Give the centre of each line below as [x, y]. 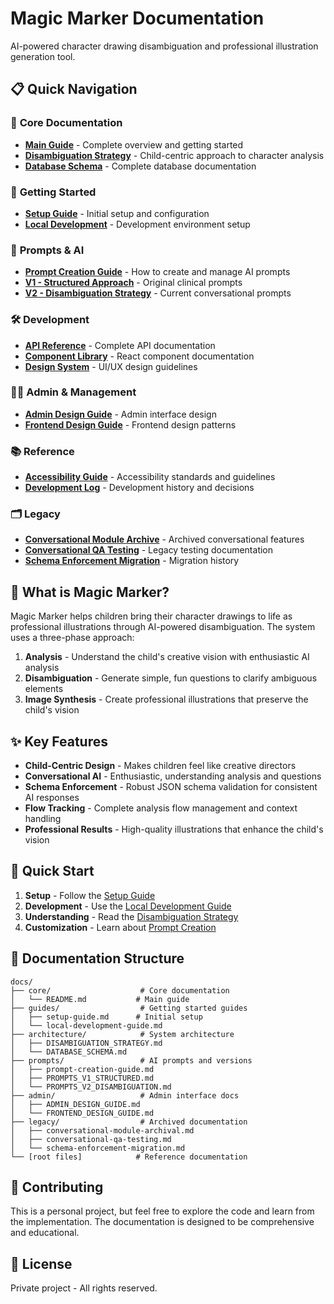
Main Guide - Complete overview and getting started [134, 144]
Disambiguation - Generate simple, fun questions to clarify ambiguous [171, 678]
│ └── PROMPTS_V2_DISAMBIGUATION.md [91, 1087]
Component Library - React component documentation [139, 356]
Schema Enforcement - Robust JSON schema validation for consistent [171, 787]
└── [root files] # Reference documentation [129, 1157]
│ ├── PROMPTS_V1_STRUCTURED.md [82, 1078]
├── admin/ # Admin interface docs [125, 1095]
